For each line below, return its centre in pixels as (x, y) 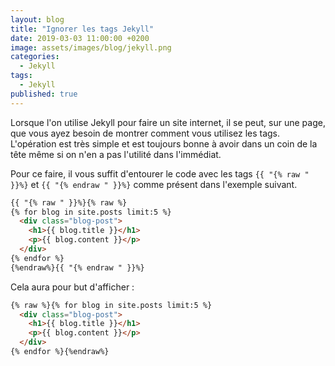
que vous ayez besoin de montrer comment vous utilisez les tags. (145, 133)
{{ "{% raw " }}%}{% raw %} (69, 202)
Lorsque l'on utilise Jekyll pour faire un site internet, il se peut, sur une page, (168, 122)
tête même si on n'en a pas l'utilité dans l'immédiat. (116, 154)
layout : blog (37, 19)
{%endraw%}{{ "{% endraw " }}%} (77, 267)
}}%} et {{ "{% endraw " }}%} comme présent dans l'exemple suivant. (154, 184)
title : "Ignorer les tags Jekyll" (82, 29)
